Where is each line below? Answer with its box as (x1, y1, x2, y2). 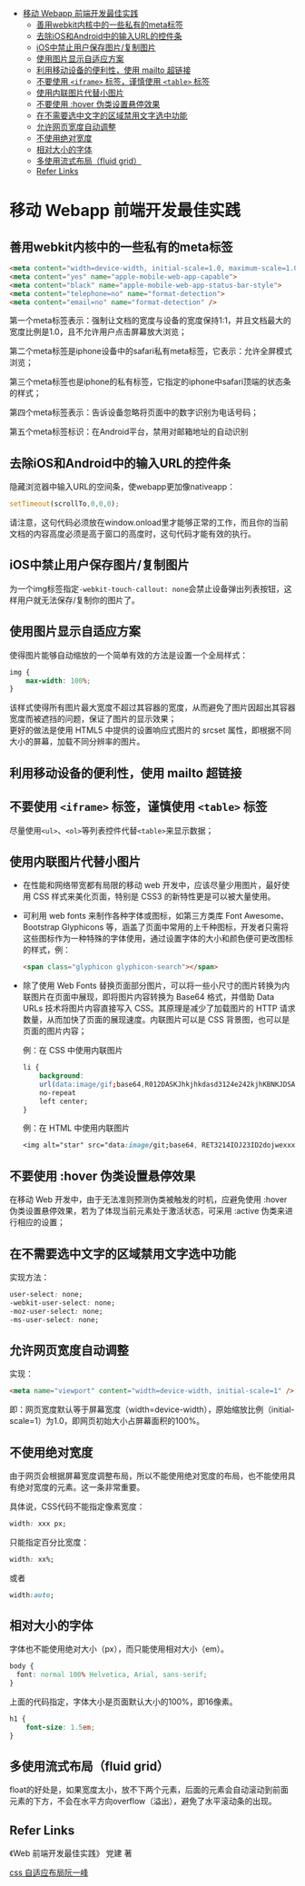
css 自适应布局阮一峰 (9, 1867, 89, 1878)
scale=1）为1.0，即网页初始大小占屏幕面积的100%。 (9, 1416, 205, 1427)
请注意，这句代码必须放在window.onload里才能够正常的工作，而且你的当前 (9, 517, 289, 528)
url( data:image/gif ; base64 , (39, 1080, 145, 1089)
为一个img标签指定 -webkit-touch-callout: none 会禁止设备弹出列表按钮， (9, 583, 284, 594)
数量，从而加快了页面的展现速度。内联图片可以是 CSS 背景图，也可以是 (22, 1014, 290, 1025)
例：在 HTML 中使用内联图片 (22, 1122, 130, 1133)
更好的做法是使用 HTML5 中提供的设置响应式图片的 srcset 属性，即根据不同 (9, 725, 292, 736)
